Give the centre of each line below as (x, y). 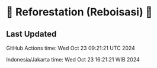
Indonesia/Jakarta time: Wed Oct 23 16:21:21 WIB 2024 (73, 59)
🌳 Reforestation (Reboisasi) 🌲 (79, 12)
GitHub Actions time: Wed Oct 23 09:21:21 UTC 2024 (71, 48)
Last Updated (31, 34)
